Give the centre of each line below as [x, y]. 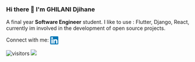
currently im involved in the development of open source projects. [86, 28]
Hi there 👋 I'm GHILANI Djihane [51, 9]
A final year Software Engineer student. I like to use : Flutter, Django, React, [98, 22]
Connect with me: [27, 40]
